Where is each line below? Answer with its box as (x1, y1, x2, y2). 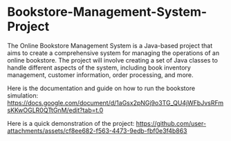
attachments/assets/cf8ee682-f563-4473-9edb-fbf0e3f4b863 (7, 127, 188, 135)
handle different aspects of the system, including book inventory (7, 63, 192, 72)
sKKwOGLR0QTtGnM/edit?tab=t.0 (7, 106, 104, 114)
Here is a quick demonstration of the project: (7, 119, 135, 127)
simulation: (7, 91, 39, 100)
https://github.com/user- (136, 119, 206, 127)
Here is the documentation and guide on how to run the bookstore (7, 84, 196, 92)
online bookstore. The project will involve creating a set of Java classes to (7, 56, 218, 64)
